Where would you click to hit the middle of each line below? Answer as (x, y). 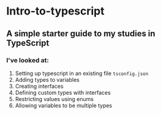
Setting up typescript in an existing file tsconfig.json (82, 73)
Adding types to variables (47, 79)
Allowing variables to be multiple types (63, 105)
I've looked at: (28, 60)
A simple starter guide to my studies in (81, 34)
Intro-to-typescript (56, 11)
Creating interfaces (39, 86)
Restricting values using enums (54, 99)
